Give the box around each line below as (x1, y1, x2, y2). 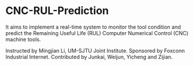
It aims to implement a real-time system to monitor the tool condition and (5, 23, 181, 30)
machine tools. (5, 36, 42, 43)
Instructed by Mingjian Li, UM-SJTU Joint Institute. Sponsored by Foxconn (5, 47, 185, 54)
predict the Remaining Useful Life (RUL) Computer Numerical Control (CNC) (5, 29, 189, 36)
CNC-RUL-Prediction (5, 4, 109, 18)
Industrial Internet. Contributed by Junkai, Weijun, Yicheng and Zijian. (5, 53, 173, 60)
